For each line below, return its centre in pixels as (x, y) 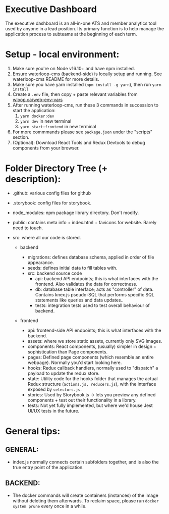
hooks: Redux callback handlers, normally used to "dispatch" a (93, 368)
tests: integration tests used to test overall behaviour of (93, 305)
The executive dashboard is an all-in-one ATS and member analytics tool (81, 23)
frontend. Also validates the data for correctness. (86, 284)
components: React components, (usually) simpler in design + (92, 346)
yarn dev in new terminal (46, 121)
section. (21, 137)
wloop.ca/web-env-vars (38, 99)
